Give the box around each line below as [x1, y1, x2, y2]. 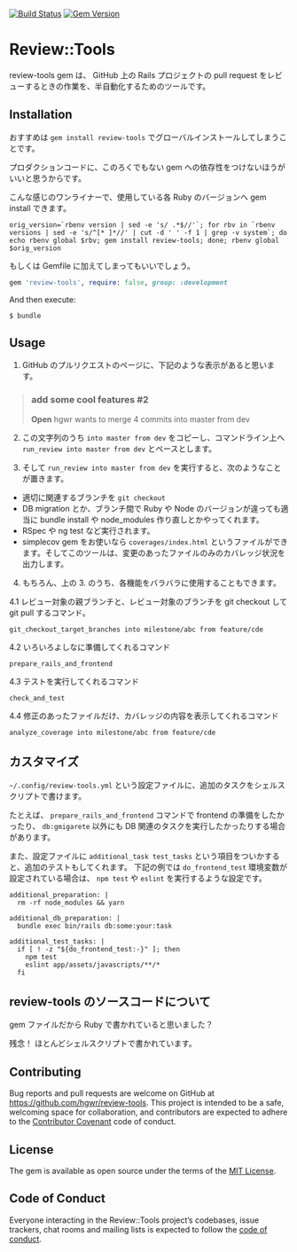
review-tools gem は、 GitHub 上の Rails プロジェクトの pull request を [9, 69, 268, 80]
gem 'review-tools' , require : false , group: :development [9, 278, 228, 287]
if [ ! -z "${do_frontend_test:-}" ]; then [17, 944, 180, 953]
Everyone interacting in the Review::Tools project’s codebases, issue [9, 1215, 260, 1225]
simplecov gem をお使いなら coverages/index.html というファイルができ [21, 536, 288, 547]
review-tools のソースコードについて [9, 994, 211, 1009]
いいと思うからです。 [9, 173, 87, 184]
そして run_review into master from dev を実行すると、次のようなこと [21, 462, 282, 473]
